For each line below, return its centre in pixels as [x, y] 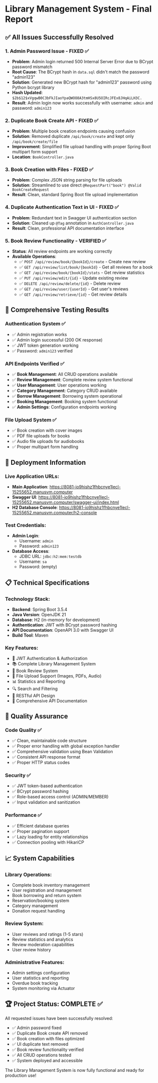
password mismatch [32, 67]
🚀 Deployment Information [45, 462]
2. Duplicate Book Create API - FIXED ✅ [52, 120]
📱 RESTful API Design [34, 696]
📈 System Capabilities [40, 858]
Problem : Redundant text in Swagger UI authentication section [74, 218]
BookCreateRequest [30, 190]
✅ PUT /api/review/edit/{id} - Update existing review [74, 278]
